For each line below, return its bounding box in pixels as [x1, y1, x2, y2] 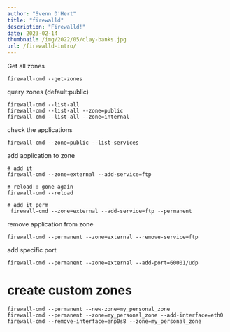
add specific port [7, 246, 57, 254]
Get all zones [7, 62, 45, 70]
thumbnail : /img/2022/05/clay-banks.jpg [7, 36, 127, 43]
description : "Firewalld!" [7, 23, 86, 30]
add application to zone [7, 152, 76, 159]
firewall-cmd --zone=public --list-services [7, 139, 139, 146]
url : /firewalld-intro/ [7, 43, 77, 50]
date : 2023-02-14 [7, 29, 58, 37]
